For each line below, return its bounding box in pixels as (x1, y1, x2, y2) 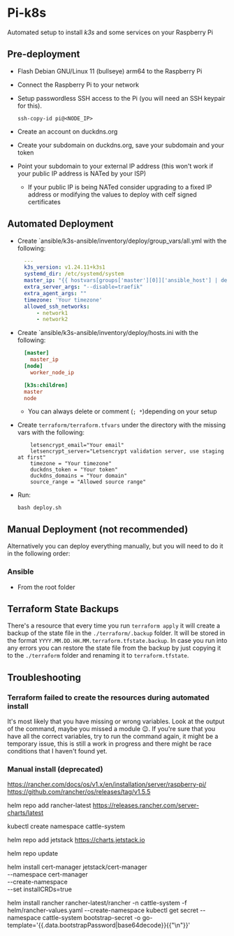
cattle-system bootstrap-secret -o (42, 914, 141, 922)
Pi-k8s (7, 5, 47, 21)
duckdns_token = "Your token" (30, 467, 118, 474)
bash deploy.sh (17, 504, 62, 511)
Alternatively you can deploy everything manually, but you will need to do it (7, 542, 224, 551)
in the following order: (7, 549, 71, 558)
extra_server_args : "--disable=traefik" (24, 283, 143, 291)
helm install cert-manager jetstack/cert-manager (7, 863, 148, 872)
